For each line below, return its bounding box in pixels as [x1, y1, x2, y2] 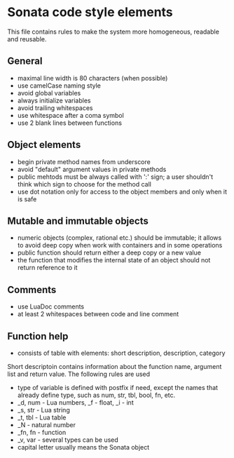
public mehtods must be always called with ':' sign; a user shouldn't [17, 173, 214, 181]
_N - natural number [17, 421, 76, 429]
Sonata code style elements [7, 4, 173, 20]
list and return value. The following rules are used [7, 370, 151, 378]
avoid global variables [17, 88, 81, 97]
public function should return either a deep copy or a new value [17, 248, 202, 257]
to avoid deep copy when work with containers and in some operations [17, 241, 223, 250]
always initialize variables [17, 96, 91, 105]
